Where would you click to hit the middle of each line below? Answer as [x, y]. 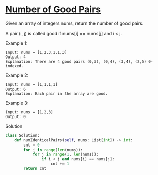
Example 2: [17, 75]
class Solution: [22, 135]
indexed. [14, 66]
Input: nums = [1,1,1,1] [31, 84]
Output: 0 [16, 116]
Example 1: [17, 43]
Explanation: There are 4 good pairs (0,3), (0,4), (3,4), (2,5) [76, 61]
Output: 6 [16, 89]
